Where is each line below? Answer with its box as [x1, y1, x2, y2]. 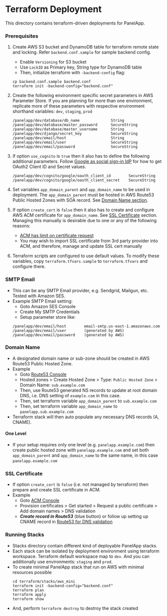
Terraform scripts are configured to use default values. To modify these [12, 253, 160, 259]
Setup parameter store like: [19, 314, 76, 320]
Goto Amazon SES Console [19, 303, 76, 309]
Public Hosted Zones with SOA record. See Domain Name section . [12, 197, 149, 203]
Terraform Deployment [5, 4, 102, 15]
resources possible [12, 569, 52, 575]
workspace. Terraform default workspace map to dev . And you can [12, 553, 150, 559]
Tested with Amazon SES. [12, 293, 66, 299]
